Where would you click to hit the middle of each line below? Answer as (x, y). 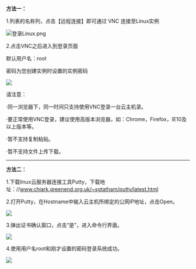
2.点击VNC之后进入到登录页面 (42, 46)
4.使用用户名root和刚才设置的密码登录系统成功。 (64, 248)
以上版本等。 (21, 127)
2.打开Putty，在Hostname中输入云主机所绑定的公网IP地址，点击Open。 (92, 202)
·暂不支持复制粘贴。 (30, 139)
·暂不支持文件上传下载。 (35, 151)
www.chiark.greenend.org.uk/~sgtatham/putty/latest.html (89, 189)
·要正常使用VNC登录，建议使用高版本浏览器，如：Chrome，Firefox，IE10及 (96, 119)
